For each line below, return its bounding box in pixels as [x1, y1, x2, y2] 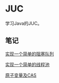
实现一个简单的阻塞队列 [5, 51, 54, 57]
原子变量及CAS [5, 72, 37, 78]
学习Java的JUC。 [5, 20, 42, 26]
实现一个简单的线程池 [5, 61, 49, 67]
